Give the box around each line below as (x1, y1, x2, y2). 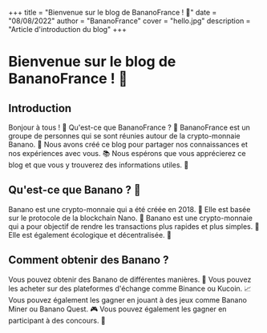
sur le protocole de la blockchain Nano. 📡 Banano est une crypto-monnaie (8, 213, 253, 223)
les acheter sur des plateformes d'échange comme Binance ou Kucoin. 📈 (8, 283, 252, 293)
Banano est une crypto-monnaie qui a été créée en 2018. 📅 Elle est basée (8, 204, 251, 214)
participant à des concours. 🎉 (8, 315, 106, 325)
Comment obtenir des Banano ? (8, 253, 169, 267)
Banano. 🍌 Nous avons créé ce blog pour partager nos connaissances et (8, 140, 249, 149)
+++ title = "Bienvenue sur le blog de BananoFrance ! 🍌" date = (8, 8, 217, 17)
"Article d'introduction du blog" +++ (8, 25, 127, 34)
